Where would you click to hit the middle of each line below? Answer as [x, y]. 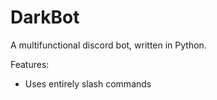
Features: [30, 64]
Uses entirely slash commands [88, 83]
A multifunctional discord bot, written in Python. [108, 45]
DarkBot [45, 17]
